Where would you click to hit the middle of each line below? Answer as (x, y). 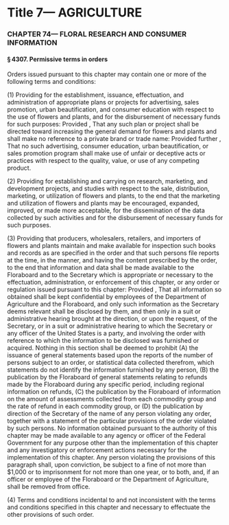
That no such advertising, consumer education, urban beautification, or (108, 146)
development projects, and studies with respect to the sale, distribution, (108, 189)
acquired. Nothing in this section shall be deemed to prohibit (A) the (103, 348)
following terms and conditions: (51, 82)
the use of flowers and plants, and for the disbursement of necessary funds (114, 117)
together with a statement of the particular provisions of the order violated (112, 421)
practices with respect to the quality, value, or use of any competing (104, 161)
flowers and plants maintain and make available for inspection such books (111, 246)
